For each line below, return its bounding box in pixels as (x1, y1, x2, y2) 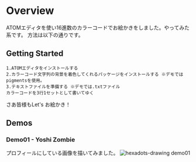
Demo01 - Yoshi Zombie (6, 136, 75, 144)
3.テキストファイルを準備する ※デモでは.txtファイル (6, 83, 121, 90)
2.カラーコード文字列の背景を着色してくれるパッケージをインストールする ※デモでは (6, 71, 184, 77)
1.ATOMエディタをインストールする (6, 65, 78, 71)
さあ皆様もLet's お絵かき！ (6, 101, 71, 108)
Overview (6, 4, 54, 17)
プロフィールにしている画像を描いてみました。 (6, 150, 119, 157)
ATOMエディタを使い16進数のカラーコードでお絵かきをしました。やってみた (6, 24, 190, 31)
